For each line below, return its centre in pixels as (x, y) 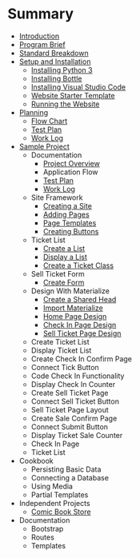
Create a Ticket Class (78, 265)
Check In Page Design (80, 325)
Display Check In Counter (73, 384)
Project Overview (72, 163)
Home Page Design (75, 316)
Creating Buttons (71, 231)
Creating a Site (68, 205)
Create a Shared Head (80, 299)
